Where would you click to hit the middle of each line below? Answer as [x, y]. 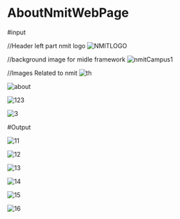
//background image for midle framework [66, 59]
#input [16, 32]
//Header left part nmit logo [46, 45]
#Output [19, 127]
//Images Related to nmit [43, 73]
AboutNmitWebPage [68, 13]
